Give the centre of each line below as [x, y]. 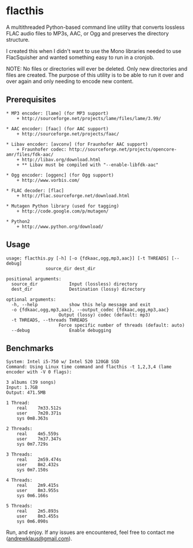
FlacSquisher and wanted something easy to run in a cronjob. [80, 57]
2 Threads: [19, 429]
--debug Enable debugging [61, 330]
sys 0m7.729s [33, 444]
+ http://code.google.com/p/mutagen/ [63, 211]
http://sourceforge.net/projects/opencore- [123, 149]
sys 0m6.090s [33, 522]
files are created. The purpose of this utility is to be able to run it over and [95, 75]
